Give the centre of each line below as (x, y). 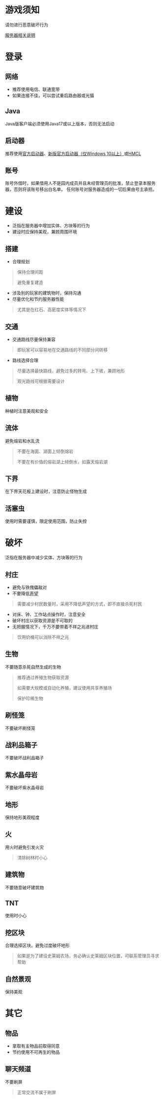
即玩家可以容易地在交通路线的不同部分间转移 (62, 349)
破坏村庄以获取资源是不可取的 (42, 620)
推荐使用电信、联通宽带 (36, 89)
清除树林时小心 (32, 857)
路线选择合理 (25, 360)
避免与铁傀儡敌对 (29, 587)
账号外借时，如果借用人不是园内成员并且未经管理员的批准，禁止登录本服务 (80, 183)
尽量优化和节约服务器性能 (38, 299)
